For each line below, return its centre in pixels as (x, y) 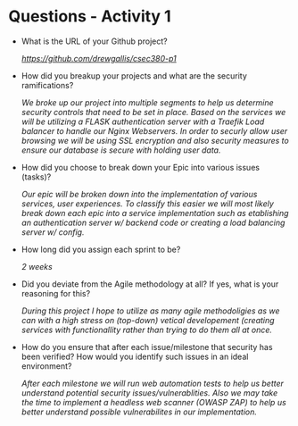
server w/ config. (53, 232)
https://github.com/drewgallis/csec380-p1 (99, 58)
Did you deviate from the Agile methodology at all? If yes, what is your (150, 284)
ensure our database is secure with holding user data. (121, 150)
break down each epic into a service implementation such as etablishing (155, 213)
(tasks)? (36, 177)
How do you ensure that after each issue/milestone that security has (147, 347)
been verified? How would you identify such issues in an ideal (135, 356)
